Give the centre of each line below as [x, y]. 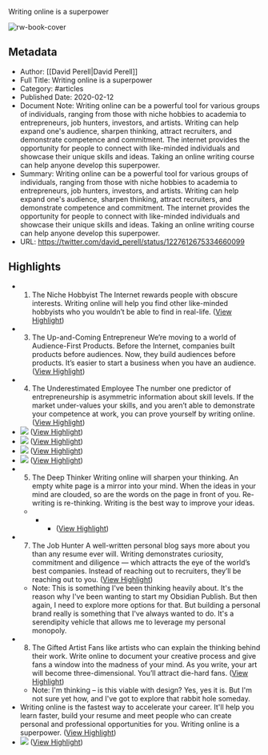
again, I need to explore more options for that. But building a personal [146, 604]
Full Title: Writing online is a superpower [86, 80]
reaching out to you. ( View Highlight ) [92, 579]
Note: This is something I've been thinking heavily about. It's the [138, 588]
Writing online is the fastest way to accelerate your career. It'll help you [137, 707]
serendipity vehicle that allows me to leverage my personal [129, 622]
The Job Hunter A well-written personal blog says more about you [141, 545]
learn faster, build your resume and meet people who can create [126, 715]
